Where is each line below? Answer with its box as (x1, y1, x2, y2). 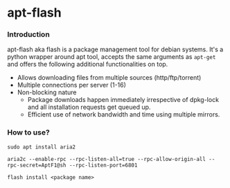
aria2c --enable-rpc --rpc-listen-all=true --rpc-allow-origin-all (7, 155, 206, 162)
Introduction (7, 30, 50, 40)
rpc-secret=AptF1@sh (7, 162, 67, 169)
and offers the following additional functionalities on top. (7, 60, 168, 69)
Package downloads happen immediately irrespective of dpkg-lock (27, 96, 220, 104)
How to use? (7, 128, 50, 137)
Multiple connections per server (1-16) (17, 81, 127, 89)
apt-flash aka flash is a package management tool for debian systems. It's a (7, 45, 224, 53)
